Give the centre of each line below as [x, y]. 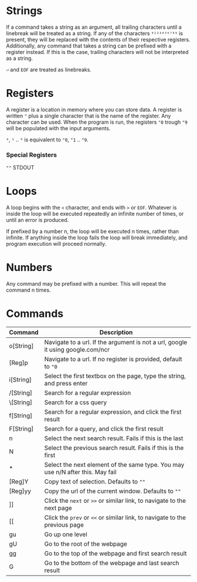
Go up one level [66, 534]
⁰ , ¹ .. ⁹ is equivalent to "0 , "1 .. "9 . [47, 140]
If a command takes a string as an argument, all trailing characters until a [94, 27]
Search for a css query [76, 402]
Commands [35, 314]
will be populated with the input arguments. [58, 128]
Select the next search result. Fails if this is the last [114, 438]
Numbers [29, 268]
